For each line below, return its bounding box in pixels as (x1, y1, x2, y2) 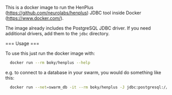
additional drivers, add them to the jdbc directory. (5, 31, 110, 36)
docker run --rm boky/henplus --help (10, 60, 91, 65)
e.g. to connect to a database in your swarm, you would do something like (5, 69, 161, 76)
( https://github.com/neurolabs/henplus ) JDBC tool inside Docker (5, 10, 142, 16)
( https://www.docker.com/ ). (5, 15, 64, 21)
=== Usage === (5, 40, 39, 46)
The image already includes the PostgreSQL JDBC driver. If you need (5, 25, 151, 31)
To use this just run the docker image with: (5, 51, 95, 56)
